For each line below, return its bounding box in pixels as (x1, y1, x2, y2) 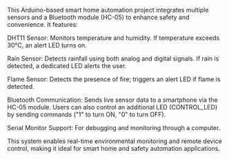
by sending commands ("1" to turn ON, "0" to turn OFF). (7, 110, 166, 118)
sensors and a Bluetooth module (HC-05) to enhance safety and (7, 13, 190, 21)
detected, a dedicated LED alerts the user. (7, 62, 127, 70)
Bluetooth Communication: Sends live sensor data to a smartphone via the (7, 96, 219, 104)
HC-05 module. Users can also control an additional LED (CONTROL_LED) (7, 103, 218, 111)
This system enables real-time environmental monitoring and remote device (7, 137, 222, 145)
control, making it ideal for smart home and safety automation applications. (7, 145, 221, 152)
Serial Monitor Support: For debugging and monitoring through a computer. (7, 124, 221, 131)
